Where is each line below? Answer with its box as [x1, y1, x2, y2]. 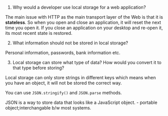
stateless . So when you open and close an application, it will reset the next [5, 20, 161, 25]
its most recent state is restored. [5, 30, 73, 36]
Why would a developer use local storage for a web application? [12, 5, 146, 10]
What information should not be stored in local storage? [12, 40, 129, 46]
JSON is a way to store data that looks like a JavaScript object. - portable [5, 99, 157, 105]
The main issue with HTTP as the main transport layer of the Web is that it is [5, 14, 163, 20]
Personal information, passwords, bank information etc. [5, 50, 121, 55]
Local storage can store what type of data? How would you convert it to [12, 60, 161, 65]
